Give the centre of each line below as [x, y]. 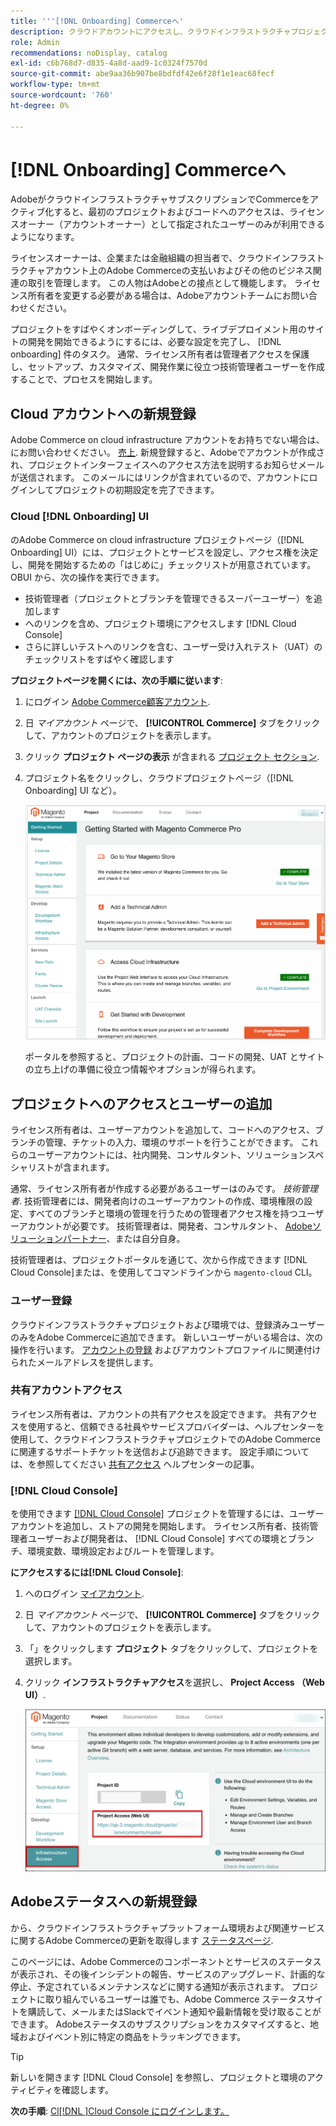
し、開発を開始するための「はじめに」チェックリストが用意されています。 [163, 564]
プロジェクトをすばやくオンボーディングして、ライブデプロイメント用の [158, 329]
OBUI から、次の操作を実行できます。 [87, 577]
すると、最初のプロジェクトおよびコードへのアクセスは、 [171, 212]
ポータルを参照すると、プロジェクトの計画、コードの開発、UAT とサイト [174, 1057]
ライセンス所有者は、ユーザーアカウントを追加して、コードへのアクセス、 [163, 1130]
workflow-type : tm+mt [55, 85]
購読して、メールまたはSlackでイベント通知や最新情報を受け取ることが [174, 2011]
